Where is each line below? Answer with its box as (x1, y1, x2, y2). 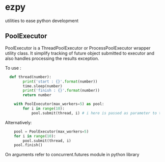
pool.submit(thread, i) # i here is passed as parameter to (31, 110, 157, 115)
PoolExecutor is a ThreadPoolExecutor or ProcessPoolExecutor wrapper (5, 45, 151, 51)
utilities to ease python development (5, 18, 79, 24)
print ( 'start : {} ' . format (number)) (23, 79, 98, 84)
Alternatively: (5, 119, 32, 125)
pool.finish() (14, 143, 43, 148)
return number (23, 93, 52, 98)
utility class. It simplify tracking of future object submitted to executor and (5, 50, 155, 56)
